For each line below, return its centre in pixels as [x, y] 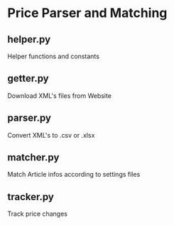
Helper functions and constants [53, 56]
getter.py [28, 78]
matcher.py [33, 158]
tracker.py [31, 197]
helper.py [29, 39]
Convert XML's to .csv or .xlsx [51, 135]
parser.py [29, 118]
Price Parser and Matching [87, 13]
